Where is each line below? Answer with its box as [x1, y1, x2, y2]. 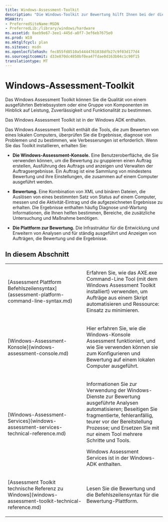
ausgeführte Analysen [86, 399, 138, 406]
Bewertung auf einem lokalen [86, 356, 155, 363]
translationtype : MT [5, 59, 48, 64]
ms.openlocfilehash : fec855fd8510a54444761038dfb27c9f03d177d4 [5, 49, 140, 54]
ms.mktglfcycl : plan [5, 40, 48, 45]
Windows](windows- [7, 491, 58, 498]
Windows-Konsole [86, 331, 131, 338]
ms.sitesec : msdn [5, 45, 41, 50]
